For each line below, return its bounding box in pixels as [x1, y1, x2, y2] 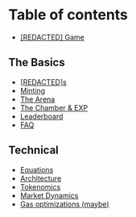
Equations [19, 165, 54, 174]
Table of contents [8, 6, 129, 24]
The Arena [19, 94, 56, 104]
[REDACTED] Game [19, 32, 84, 42]
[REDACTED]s [19, 77, 67, 86]
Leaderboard [19, 111, 64, 121]
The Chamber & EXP [19, 102, 89, 112]
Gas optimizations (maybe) [19, 199, 110, 209]
